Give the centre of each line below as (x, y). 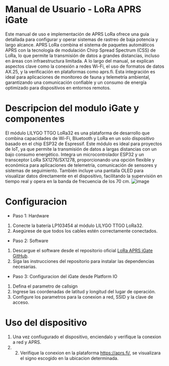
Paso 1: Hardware (31, 215)
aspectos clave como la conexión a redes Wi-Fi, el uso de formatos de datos (85, 66)
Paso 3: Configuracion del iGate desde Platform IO (65, 276)
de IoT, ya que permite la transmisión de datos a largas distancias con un (81, 149)
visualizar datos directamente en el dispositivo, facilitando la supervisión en (84, 176)
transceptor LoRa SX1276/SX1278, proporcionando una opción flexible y (80, 160)
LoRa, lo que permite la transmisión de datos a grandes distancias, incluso (82, 55)
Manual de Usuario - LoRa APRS (73, 9)
